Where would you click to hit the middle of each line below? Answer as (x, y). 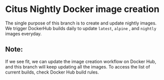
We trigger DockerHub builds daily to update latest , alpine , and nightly (81, 28)
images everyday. (23, 33)
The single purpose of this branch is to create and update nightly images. (81, 23)
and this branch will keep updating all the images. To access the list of (78, 66)
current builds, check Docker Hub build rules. (52, 72)
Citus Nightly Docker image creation (82, 9)
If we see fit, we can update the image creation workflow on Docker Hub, (81, 61)
